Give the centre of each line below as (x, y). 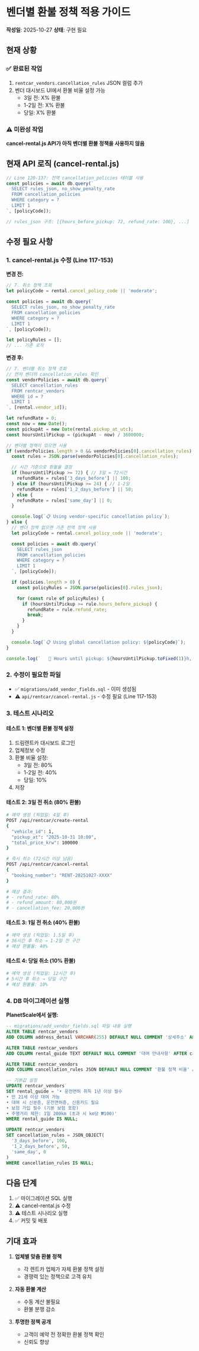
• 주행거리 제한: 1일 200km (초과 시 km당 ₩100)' (62, 1113)
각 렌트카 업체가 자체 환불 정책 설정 (64, 1269)
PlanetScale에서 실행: (32, 1015)
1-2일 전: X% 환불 (44, 105)
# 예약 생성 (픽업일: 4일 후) (38, 815)
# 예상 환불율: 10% (27, 984)
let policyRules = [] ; (34, 340)
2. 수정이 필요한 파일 (33, 675)
